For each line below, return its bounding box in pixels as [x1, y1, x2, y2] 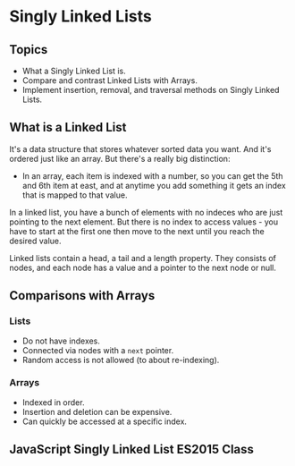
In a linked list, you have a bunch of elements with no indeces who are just [9, 207, 283, 217]
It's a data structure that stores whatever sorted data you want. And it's [9, 143, 272, 154]
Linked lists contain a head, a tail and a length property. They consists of [9, 252, 277, 263]
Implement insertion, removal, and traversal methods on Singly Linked [21, 85, 280, 95]
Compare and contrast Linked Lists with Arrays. [21, 75, 198, 86]
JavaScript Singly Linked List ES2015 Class [9, 442, 255, 457]
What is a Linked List [9, 120, 127, 135]
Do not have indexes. [21, 335, 101, 346]
